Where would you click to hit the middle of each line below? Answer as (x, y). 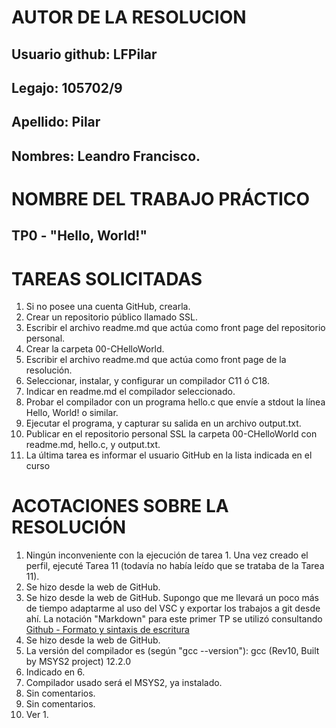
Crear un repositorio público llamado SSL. (111, 317)
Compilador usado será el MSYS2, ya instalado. (124, 683)
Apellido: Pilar (56, 122)
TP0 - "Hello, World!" (79, 236)
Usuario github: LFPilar (84, 54)
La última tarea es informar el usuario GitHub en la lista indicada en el (169, 455)
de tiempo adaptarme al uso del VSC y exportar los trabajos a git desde (173, 608)
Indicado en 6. (55, 672)
